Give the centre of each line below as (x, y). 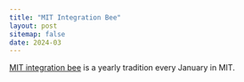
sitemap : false (37, 34)
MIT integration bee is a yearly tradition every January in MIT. (122, 68)
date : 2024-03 (36, 42)
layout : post (33, 26)
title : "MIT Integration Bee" (65, 17)
